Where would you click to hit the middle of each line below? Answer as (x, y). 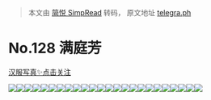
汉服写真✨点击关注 (40, 72)
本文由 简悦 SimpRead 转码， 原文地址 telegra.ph (110, 12)
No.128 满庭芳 (55, 48)
